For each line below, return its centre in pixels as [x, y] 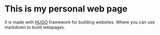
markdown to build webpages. [35, 27]
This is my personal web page [66, 9]
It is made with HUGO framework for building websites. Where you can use [80, 22]
